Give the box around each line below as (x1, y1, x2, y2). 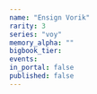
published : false (9, 72, 75, 81)
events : (9, 55, 39, 64)
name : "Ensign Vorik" (9, 13, 91, 22)
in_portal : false (9, 64, 75, 73)
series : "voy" (9, 30, 63, 38)
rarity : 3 (9, 21, 47, 30)
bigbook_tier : (9, 47, 63, 56)
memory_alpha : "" (9, 38, 75, 47)
